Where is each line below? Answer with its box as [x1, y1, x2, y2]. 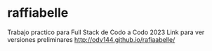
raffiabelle [7, 5, 69, 21]
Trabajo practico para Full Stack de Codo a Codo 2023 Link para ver [7, 28, 205, 36]
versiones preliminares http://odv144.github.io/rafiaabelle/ [7, 35, 175, 43]
